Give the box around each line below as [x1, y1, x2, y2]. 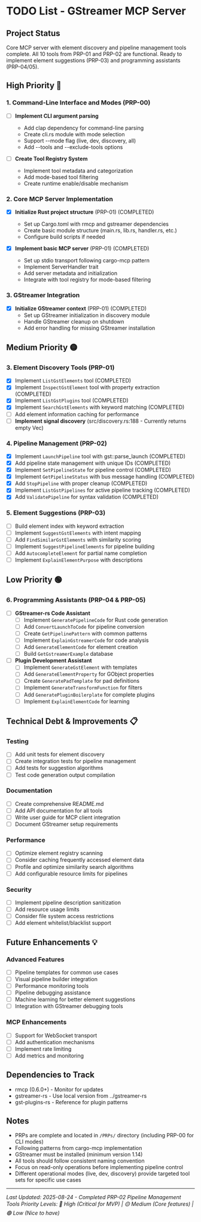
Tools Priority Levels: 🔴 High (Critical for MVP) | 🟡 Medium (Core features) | [6, 1200, 194, 1208]
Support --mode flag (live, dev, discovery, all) [23, 137, 136, 144]
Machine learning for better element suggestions [14, 996, 136, 1003]
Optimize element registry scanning [14, 850, 103, 857]
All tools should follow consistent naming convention [14, 1157, 145, 1164]
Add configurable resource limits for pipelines [14, 870, 128, 877]
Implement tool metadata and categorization [23, 167, 133, 174]
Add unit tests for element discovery [14, 751, 105, 758]
